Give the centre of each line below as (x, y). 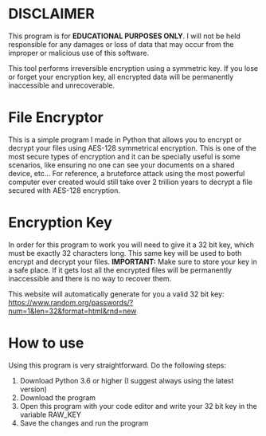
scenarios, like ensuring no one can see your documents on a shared (121, 165)
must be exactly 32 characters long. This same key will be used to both (125, 253)
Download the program (58, 397)
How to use (46, 343)
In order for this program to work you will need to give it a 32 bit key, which (131, 245)
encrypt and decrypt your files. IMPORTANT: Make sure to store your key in (133, 261)
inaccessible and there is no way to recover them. (90, 278)
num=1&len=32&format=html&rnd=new (72, 311)
